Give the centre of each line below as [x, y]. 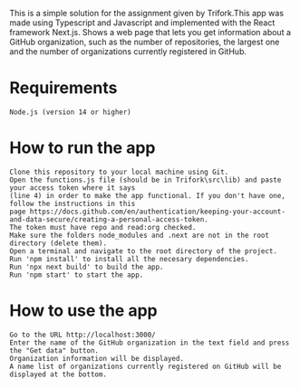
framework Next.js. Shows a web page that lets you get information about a [150, 32]
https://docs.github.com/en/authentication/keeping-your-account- [157, 212]
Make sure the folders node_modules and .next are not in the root [140, 235]
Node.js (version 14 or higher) [70, 112]
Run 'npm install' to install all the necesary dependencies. [129, 259]
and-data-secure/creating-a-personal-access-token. [109, 219]
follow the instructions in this [73, 203]
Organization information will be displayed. [97, 358]
